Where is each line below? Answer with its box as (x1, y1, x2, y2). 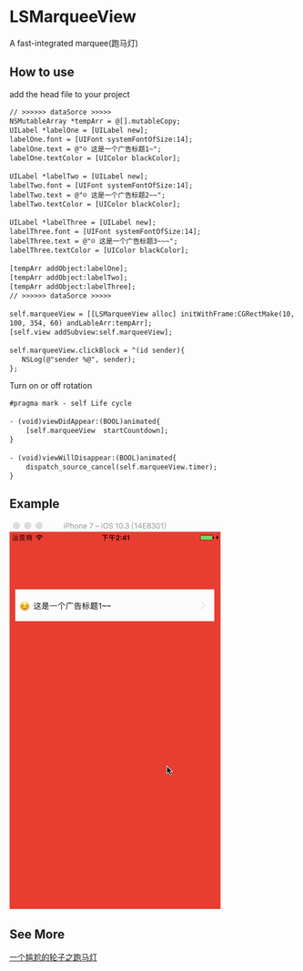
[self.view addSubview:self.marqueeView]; (9, 328, 173, 337)
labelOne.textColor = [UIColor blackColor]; (9, 153, 181, 163)
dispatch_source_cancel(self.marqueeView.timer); (25, 462, 218, 471)
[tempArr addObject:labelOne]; (9, 264, 128, 273)
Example (9, 496, 60, 511)
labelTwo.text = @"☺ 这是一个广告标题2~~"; (9, 190, 167, 199)
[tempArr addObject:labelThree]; (9, 282, 136, 291)
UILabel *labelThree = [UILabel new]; (9, 217, 157, 227)
